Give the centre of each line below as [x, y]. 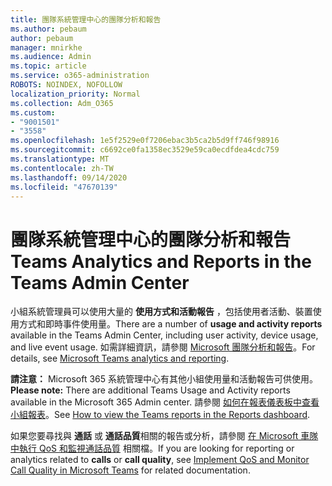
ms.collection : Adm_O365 [62, 103]
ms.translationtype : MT [60, 159]
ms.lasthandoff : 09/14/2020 [69, 177]
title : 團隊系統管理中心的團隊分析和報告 [86, 19]
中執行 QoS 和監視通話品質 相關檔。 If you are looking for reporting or [152, 448]
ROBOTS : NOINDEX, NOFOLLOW [66, 85]
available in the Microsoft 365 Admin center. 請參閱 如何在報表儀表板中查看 [165, 402]
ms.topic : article [48, 66]
